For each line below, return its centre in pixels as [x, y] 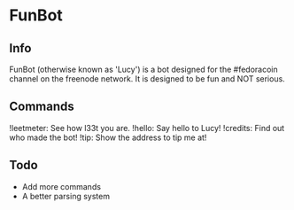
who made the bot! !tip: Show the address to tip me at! [108, 137]
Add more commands [62, 186]
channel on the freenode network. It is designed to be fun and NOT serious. [147, 79]
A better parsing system [66, 196]
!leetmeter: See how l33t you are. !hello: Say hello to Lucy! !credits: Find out [147, 128]
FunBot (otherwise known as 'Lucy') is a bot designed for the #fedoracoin [144, 69]
